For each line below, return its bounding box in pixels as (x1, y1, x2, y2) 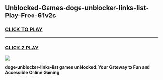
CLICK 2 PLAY (5, 44, 39, 51)
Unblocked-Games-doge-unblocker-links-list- (5, 4, 149, 12)
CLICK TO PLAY (5, 26, 43, 33)
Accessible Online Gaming (5, 69, 60, 75)
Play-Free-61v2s (5, 12, 57, 20)
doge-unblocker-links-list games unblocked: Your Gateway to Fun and (5, 64, 150, 70)
